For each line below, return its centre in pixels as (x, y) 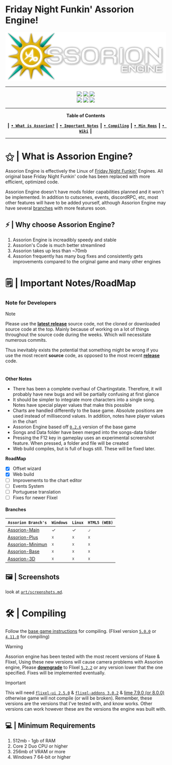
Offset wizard (27, 469)
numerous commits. (26, 340)
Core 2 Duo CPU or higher (40, 746)
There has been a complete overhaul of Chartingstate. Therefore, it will (87, 389)
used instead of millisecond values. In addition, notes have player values (89, 416)
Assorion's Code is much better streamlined (59, 245)
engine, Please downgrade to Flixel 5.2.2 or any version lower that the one (84, 667)
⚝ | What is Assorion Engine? (69, 157)
